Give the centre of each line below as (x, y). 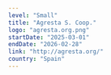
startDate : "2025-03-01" (49, 37)
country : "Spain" (37, 59)
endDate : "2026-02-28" (45, 45)
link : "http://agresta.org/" (56, 52)
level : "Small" (33, 15)
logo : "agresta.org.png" (49, 30)
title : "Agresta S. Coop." (52, 23)
